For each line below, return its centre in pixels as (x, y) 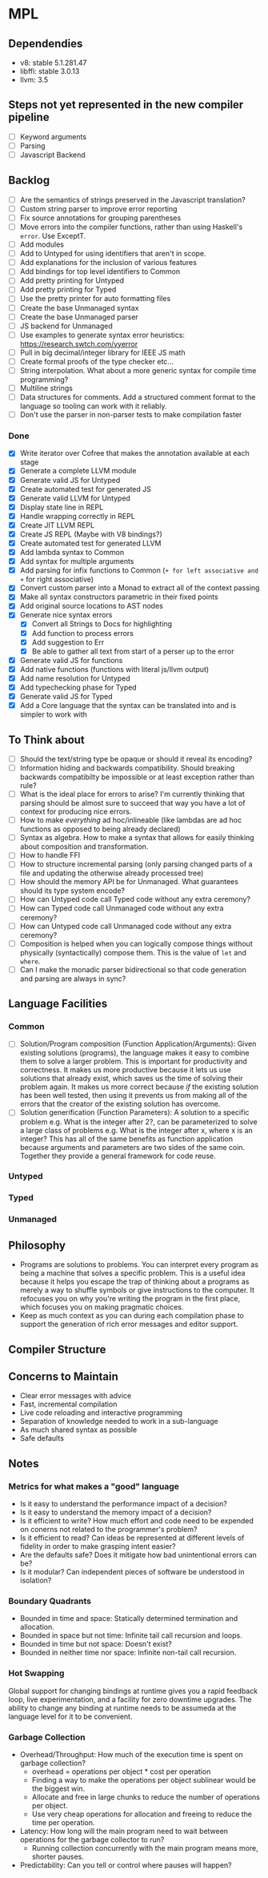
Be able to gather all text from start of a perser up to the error (133, 651)
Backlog (29, 181)
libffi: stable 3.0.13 (50, 71)
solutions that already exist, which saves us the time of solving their (132, 1079)
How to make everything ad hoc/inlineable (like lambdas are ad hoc (131, 820)
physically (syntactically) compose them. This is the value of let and (133, 952)
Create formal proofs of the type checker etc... (97, 361)
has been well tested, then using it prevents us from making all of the (134, 1096)
